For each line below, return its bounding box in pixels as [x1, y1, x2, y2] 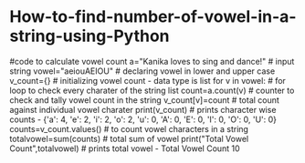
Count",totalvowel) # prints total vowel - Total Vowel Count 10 [9, 143, 240, 154]
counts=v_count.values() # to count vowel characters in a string [9, 123, 249, 134]
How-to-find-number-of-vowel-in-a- [9, 6, 297, 27]
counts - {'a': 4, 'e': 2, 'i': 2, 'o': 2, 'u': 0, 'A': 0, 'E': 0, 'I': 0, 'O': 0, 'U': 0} [9, 114, 277, 125]
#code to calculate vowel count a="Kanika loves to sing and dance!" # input [9, 56, 295, 66]
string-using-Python [9, 25, 171, 46]
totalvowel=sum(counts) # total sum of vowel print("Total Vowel [9, 133, 249, 144]
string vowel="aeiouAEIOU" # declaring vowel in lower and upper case [9, 66, 276, 76]
